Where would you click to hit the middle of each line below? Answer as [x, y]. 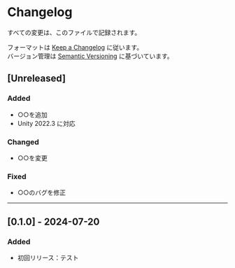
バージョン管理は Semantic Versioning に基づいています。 [90, 56]
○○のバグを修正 [42, 192]
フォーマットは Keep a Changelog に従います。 [75, 47]
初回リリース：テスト [48, 258]
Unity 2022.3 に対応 [46, 123]
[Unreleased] [37, 79]
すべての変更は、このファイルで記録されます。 [74, 32]
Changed [23, 142]
